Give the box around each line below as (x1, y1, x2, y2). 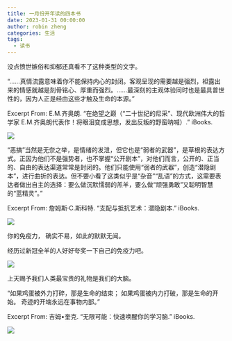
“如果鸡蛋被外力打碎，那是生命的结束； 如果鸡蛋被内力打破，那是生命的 (7, 289, 213, 297)
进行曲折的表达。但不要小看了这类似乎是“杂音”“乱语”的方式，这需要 (22, 172, 215, 180)
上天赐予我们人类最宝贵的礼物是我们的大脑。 (7, 274, 135, 282)
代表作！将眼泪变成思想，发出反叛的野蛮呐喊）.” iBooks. (51, 118, 213, 126)
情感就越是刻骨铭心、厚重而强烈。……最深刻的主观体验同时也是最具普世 (19, 86, 225, 94)
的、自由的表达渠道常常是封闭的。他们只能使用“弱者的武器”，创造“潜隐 (7, 163, 210, 171)
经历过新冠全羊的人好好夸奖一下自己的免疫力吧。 (7, 247, 147, 254)
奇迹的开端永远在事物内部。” (20, 298, 101, 306)
